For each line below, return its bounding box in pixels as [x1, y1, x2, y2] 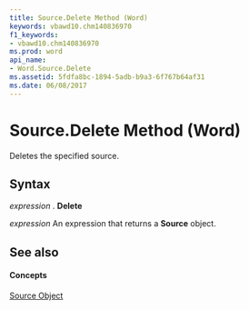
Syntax [9, 176, 51, 192]
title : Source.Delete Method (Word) [9, 13, 148, 23]
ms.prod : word [9, 47, 64, 56]
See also [9, 245, 59, 260]
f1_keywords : [9, 30, 59, 39]
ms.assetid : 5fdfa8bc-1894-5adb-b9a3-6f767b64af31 [9, 73, 205, 82]
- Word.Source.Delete [9, 65, 92, 74]
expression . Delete [9, 201, 83, 212]
